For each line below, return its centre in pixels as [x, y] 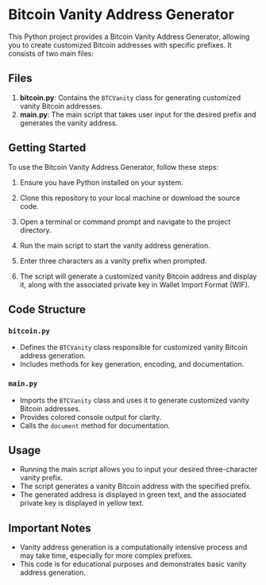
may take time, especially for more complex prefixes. [106, 556]
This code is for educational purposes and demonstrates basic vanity [133, 564]
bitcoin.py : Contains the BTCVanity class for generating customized [130, 98]
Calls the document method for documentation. [95, 425]
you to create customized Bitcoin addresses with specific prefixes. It [120, 44]
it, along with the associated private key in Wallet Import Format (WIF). [135, 284]
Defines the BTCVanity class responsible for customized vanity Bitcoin [134, 348]
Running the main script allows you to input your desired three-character [139, 469]
